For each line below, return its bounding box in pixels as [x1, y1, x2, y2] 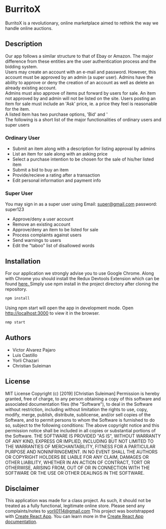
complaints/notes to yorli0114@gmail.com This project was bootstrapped [5, 508, 155, 514]
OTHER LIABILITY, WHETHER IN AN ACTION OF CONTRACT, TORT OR [5, 459, 150, 465]
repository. [5, 286, 27, 292]
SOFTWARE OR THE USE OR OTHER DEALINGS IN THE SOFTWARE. [5, 470, 145, 476]
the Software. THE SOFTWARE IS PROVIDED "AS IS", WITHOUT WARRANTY [5, 433, 161, 439]
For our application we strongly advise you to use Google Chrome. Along [5, 270, 154, 276]
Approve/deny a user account [12, 216, 74, 222]
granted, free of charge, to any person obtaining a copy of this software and [5, 395, 161, 402]
